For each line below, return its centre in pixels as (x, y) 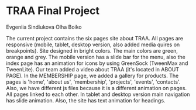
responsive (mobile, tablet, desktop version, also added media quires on (93, 44)
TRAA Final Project (53, 11)
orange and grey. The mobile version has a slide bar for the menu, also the (96, 57)
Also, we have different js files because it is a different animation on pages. (97, 88)
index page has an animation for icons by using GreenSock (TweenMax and (97, 63)
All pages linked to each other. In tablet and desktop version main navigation (98, 94)
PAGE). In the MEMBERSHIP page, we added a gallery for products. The (92, 75)
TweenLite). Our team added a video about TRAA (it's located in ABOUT (93, 69)
